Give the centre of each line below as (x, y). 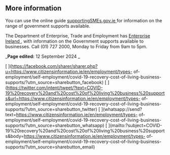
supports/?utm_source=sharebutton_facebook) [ (56, 82)
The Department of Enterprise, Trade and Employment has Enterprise (78, 35)
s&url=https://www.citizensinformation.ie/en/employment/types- (73, 98)
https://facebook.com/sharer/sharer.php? (55, 66)
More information (33, 8)
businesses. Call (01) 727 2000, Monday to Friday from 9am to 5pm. (76, 46)
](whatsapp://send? (122, 109)
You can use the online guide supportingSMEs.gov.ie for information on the (84, 20)
